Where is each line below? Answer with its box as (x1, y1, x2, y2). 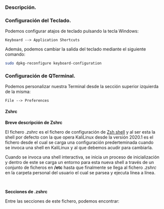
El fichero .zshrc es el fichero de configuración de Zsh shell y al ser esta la (5, 129, 156, 135)
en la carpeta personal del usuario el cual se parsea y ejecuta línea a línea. (5, 169, 156, 175)
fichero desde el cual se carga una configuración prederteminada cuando (5, 139, 154, 145)
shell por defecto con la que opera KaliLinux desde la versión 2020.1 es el (5, 134, 153, 140)
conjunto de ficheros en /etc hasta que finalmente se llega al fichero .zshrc (5, 164, 157, 170)
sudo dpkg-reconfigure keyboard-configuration (5, 61, 102, 66)
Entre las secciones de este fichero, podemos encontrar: (5, 198, 120, 204)
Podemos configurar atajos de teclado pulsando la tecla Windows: (5, 28, 139, 34)
